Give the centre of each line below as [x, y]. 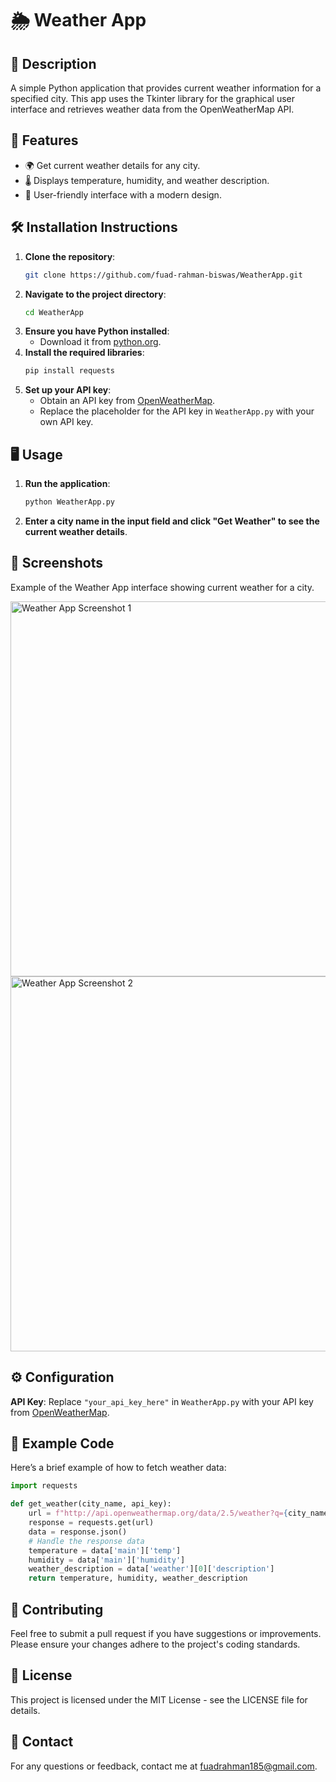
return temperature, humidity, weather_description [138, 1578]
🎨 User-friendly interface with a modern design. [123, 194]
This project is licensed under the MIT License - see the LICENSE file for [159, 1699]
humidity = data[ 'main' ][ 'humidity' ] [107, 1560]
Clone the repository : [70, 256]
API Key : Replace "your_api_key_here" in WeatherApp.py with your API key [162, 1401]
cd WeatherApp [54, 312]
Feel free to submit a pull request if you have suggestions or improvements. [166, 1633]
